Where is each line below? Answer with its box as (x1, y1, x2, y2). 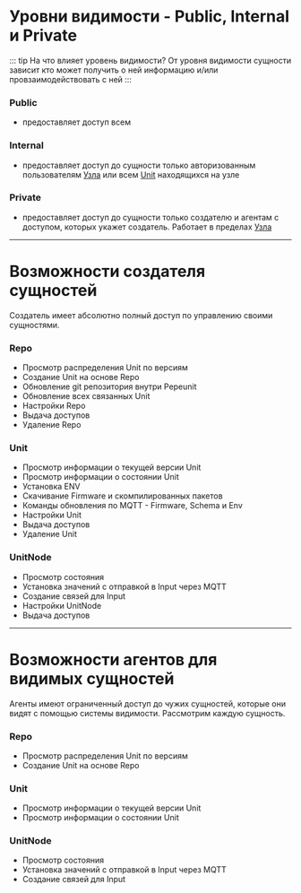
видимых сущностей (9, 668, 175, 689)
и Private (9, 25, 78, 46)
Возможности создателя (9, 262, 206, 282)
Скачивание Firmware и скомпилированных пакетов (21, 490, 223, 501)
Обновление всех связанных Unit (21, 391, 150, 402)
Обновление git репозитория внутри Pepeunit (21, 381, 197, 392)
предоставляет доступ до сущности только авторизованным (21, 160, 256, 170)
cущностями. (9, 319, 60, 330)
